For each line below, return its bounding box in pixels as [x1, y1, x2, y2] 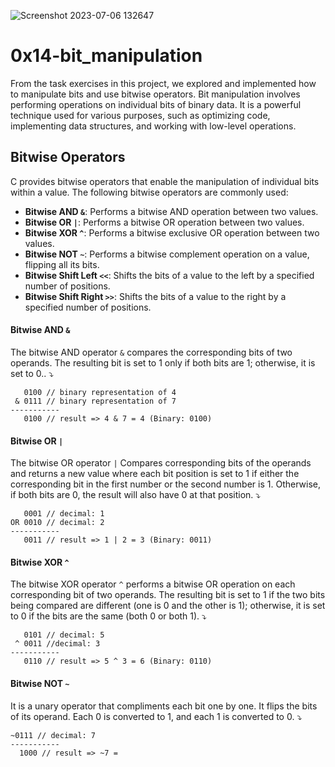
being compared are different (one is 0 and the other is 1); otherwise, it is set [10, 600, 326, 612]
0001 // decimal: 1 [23, 509, 105, 519]
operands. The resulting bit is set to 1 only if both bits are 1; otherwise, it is [10, 356, 316, 369]
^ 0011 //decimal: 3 [14, 639, 101, 649]
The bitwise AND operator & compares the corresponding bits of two [10, 346, 293, 358]
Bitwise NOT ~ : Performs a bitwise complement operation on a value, [24, 248, 310, 260]
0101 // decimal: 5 [23, 630, 105, 640]
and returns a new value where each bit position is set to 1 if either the [10, 468, 300, 480]
